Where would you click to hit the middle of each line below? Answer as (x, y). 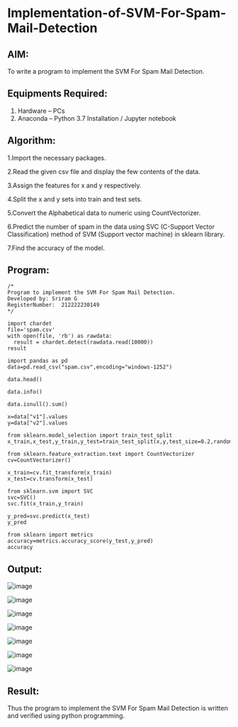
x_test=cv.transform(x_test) (50, 479)
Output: (25, 569)
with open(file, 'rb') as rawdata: (60, 336)
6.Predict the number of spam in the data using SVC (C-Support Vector (111, 226)
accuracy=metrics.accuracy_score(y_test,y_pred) (80, 541)
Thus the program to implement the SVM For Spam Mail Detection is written (118, 709)
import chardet (30, 324)
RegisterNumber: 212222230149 (53, 305)
